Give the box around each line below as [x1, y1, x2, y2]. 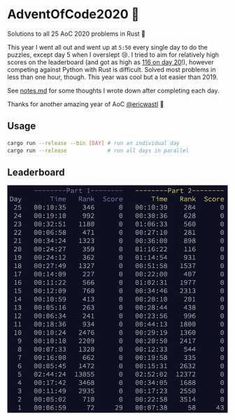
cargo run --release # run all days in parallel [7, 147, 190, 154]
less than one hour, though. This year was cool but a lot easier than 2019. [7, 73, 218, 81]
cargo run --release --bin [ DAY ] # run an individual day [7, 139, 180, 146]
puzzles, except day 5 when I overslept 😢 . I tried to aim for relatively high [7, 50, 219, 59]
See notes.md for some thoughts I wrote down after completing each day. [7, 86, 220, 94]
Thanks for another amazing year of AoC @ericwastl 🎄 [7, 99, 164, 108]
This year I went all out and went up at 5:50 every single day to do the [7, 43, 208, 51]
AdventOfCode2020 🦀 [7, 6, 140, 22]
